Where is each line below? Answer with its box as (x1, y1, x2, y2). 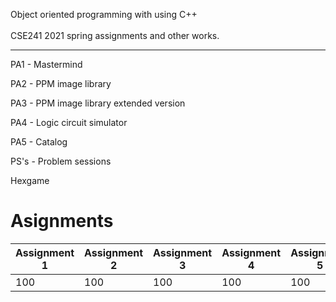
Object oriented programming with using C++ (10, 9, 198, 20)
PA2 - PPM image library (10, 78, 112, 89)
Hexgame (10, 175, 50, 186)
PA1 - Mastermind (10, 59, 83, 70)
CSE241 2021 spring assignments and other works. (10, 30, 220, 41)
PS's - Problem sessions (10, 155, 112, 167)
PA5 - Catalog (10, 136, 68, 148)
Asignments (10, 210, 114, 233)
